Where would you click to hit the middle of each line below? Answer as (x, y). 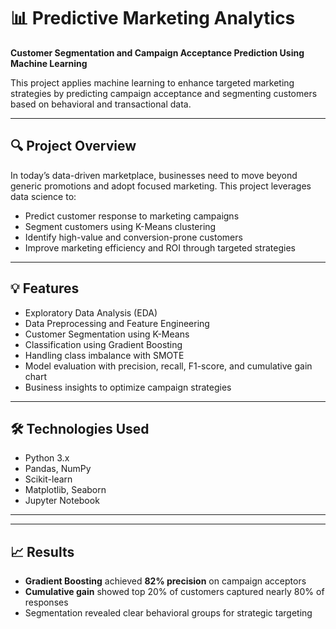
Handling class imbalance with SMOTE (104, 355)
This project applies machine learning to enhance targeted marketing (152, 82)
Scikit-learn (48, 479)
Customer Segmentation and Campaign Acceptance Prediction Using (157, 52)
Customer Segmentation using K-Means (107, 334)
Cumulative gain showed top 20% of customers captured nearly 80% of (174, 592)
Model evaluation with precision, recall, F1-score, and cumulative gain (168, 366)
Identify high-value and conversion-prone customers (133, 237)
